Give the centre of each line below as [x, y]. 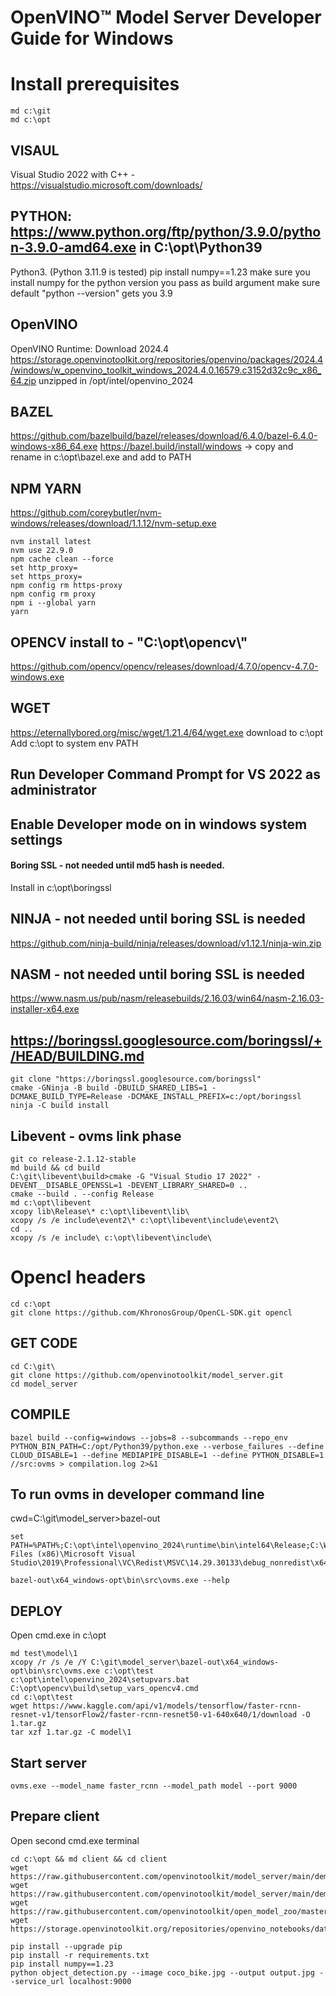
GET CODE [44, 1343]
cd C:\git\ [33, 1366]
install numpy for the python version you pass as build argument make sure [165, 282]
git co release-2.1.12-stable [73, 1159]
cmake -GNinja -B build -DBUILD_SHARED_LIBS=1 [109, 1088]
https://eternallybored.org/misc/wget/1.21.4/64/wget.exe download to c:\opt [167, 732]
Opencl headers [78, 1277]
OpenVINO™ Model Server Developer [166, 17]
